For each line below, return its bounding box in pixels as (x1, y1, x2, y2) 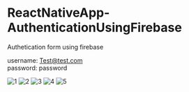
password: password (7, 63, 68, 72)
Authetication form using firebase (7, 43, 104, 51)
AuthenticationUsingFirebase (7, 20, 183, 36)
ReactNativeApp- (7, 5, 110, 21)
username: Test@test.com (7, 56, 83, 64)
